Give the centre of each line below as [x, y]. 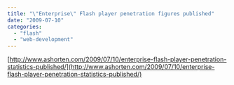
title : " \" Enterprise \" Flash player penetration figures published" [111, 14]
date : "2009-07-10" [36, 20]
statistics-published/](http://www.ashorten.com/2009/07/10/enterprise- [111, 67]
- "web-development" [43, 40]
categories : [25, 26]
